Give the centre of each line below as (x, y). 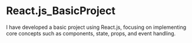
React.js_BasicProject (61, 11)
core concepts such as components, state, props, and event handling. (91, 33)
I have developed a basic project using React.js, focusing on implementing (96, 27)
